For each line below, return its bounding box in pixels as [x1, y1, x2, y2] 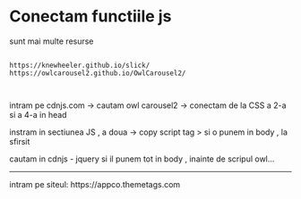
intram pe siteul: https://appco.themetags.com [9, 178, 181, 189]
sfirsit [9, 136, 30, 146]
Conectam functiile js [9, 6, 172, 27]
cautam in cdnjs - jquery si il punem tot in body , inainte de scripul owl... [9, 153, 275, 164]
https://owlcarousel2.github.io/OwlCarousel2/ [9, 69, 186, 78]
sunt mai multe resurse [9, 36, 94, 46]
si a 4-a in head [9, 109, 67, 120]
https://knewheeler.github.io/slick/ [9, 61, 150, 70]
